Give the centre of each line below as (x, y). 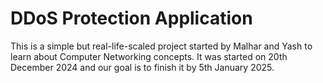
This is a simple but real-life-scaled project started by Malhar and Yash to (161, 46)
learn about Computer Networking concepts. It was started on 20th (149, 56)
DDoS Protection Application (131, 18)
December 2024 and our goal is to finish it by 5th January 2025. (142, 67)
